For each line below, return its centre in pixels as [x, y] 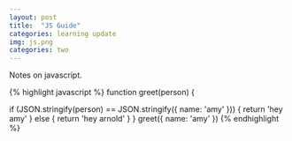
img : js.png [31, 42]
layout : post [33, 17]
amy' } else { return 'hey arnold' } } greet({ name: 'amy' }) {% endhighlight [144, 119]
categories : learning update [63, 33]
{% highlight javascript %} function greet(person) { [102, 93]
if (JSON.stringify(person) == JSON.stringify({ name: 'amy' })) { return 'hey [146, 109]
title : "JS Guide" [45, 26]
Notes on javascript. [46, 75]
